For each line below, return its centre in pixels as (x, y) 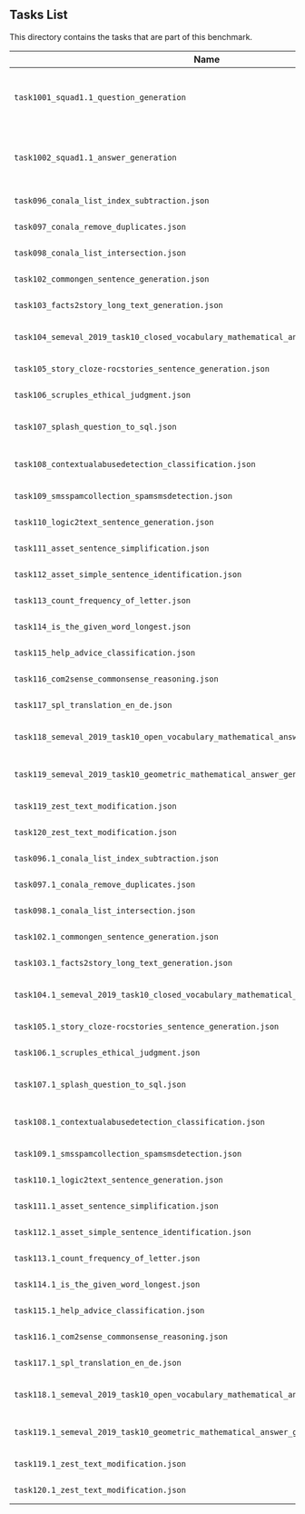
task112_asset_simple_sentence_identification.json (128, 574)
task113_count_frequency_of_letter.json (102, 600)
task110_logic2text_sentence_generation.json (114, 522)
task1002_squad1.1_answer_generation (95, 157)
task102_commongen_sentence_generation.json (112, 279)
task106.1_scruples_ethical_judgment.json (107, 1052)
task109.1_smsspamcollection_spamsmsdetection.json (128, 1154)
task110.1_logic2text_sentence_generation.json (119, 1180)
